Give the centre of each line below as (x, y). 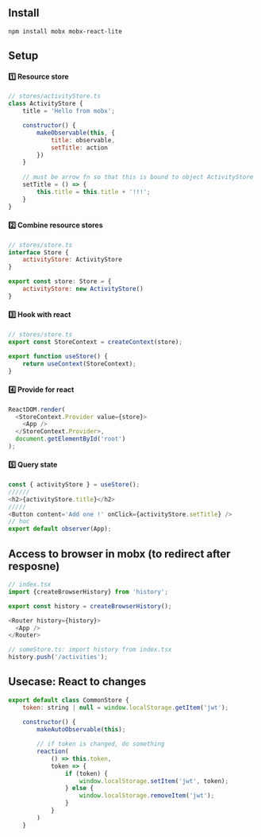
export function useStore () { (58, 356)
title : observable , (83, 140)
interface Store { (38, 252)
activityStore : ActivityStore (73, 260)
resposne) (34, 566)
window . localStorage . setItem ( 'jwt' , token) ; (154, 781)
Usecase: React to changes (77, 682)
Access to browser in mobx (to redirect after (120, 554)
